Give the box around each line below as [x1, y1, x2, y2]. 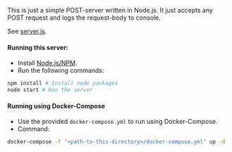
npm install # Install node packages [7, 80, 118, 87]
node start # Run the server [7, 87, 93, 94]
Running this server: [7, 43, 68, 51]
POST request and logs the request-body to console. [7, 13, 161, 22]
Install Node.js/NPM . [17, 59, 78, 68]
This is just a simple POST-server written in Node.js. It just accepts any [7, 6, 214, 14]
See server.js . [7, 27, 47, 35]
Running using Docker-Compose [7, 101, 106, 110]
